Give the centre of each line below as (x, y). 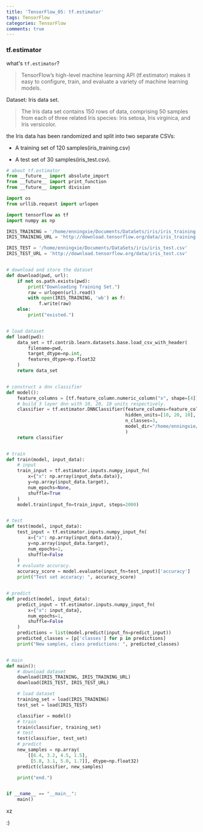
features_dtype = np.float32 (62, 359)
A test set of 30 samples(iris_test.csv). (63, 159)
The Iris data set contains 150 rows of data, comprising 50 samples (105, 111)
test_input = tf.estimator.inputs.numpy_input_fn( (82, 532)
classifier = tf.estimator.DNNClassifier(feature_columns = (93, 410)
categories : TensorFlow (36, 23)
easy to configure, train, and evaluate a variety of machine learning (105, 81)
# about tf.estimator (34, 170)
